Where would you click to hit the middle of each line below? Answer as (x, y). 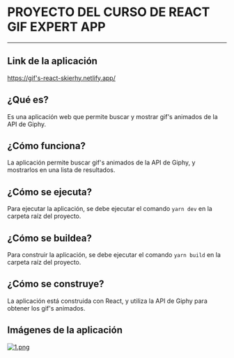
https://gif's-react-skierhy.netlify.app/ (62, 78)
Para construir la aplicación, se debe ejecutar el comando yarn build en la (114, 255)
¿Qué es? (28, 100)
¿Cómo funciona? (46, 146)
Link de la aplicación (52, 61)
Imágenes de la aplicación (65, 330)
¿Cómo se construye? (56, 284)
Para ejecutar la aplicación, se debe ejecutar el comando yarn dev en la (110, 209)
